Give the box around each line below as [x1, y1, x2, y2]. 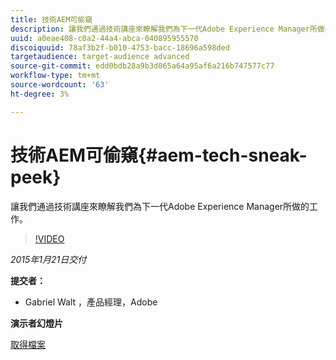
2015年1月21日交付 [10, 253, 87, 265]
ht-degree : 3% [10, 89, 70, 99]
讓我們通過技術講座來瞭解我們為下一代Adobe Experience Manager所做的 [10, 200, 310, 212]
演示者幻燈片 [10, 317, 63, 329]
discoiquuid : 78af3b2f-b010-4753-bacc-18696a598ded [10, 42, 230, 53]
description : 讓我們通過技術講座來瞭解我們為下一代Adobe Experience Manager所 [10, 24, 318, 34]
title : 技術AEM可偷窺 [10, 14, 93, 25]
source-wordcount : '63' [10, 80, 110, 90]
